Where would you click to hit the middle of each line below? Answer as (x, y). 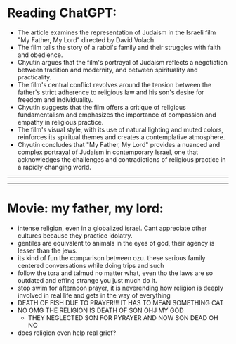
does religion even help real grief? (67, 333)
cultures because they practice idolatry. (75, 235)
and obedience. (40, 55)
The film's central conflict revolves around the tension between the (114, 84)
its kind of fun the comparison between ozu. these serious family (111, 257)
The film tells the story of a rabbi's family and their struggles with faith (119, 47)
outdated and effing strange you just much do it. (87, 280)
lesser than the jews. (47, 250)
